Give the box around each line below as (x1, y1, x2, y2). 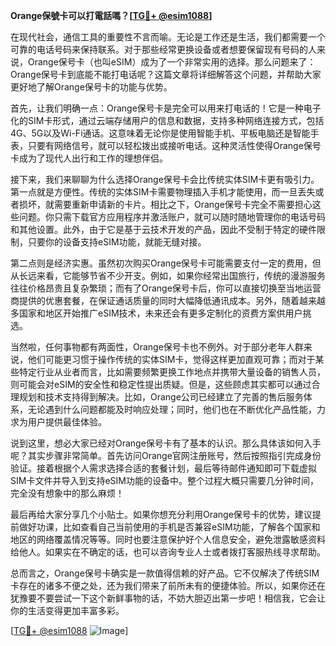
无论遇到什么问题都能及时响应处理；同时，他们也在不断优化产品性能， (27, 404, 317, 415)
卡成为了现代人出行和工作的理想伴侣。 (10, 152, 168, 164)
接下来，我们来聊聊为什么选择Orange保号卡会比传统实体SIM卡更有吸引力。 (10, 174, 320, 185)
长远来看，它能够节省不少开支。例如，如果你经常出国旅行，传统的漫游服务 (18, 270, 326, 281)
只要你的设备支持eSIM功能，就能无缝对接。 (27, 236, 207, 248)
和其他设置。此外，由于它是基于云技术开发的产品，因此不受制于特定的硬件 (10, 224, 317, 235)
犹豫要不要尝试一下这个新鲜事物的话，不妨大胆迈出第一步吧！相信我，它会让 (10, 592, 326, 604)
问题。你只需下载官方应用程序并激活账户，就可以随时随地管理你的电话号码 (18, 211, 326, 223)
